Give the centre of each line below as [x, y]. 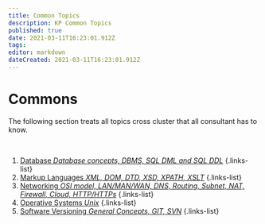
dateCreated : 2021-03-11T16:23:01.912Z [74, 60]
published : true [35, 30]
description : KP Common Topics [60, 23]
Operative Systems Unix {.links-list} [78, 203]
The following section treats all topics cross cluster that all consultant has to [132, 121]
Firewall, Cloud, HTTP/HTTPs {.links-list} [87, 194]
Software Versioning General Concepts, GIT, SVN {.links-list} [119, 210]
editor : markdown [37, 52]
